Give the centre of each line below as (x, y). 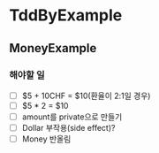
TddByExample (66, 15)
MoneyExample (53, 48)
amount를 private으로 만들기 (72, 117)
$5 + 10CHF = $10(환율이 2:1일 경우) (86, 96)
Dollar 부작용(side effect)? (68, 128)
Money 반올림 (46, 139)
